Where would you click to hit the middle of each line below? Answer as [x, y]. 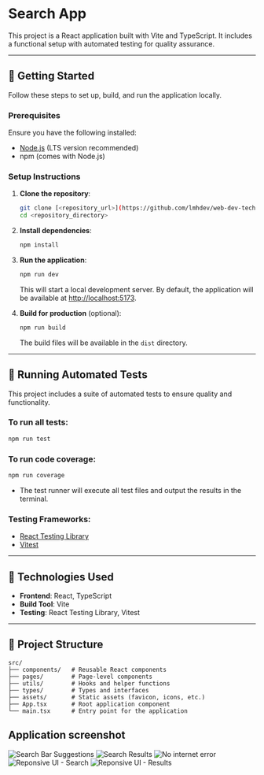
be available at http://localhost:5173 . [78, 298]
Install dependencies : [55, 231]
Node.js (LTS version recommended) [79, 148]
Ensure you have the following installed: [73, 133]
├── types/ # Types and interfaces [79, 690]
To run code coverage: [52, 459]
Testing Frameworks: [49, 519]
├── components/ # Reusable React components [88, 669]
